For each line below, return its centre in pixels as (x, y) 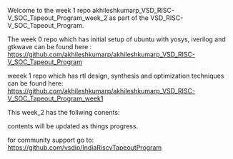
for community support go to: (51, 140)
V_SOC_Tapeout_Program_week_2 (58, 18)
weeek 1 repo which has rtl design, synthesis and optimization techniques (116, 76)
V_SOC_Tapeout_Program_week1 (55, 98)
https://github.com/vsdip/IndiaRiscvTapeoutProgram (85, 148)
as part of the (129, 18)
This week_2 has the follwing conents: (64, 112)
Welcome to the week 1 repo (49, 10)
